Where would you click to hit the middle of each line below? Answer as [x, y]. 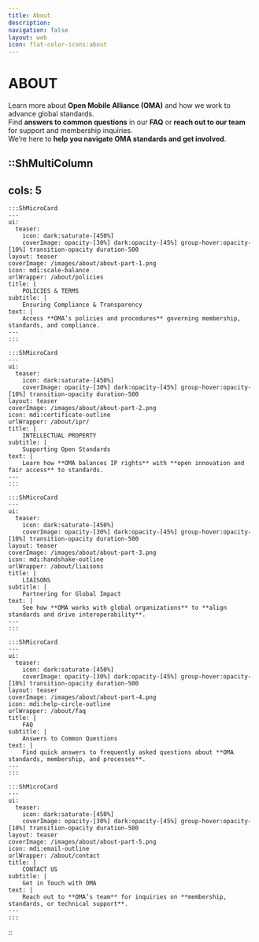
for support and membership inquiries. [70, 131]
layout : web [28, 37]
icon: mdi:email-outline [49, 849]
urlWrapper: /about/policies [56, 277]
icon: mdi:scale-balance [49, 271]
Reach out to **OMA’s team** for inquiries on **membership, [124, 897]
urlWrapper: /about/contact [54, 856]
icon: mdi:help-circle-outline [59, 704]
